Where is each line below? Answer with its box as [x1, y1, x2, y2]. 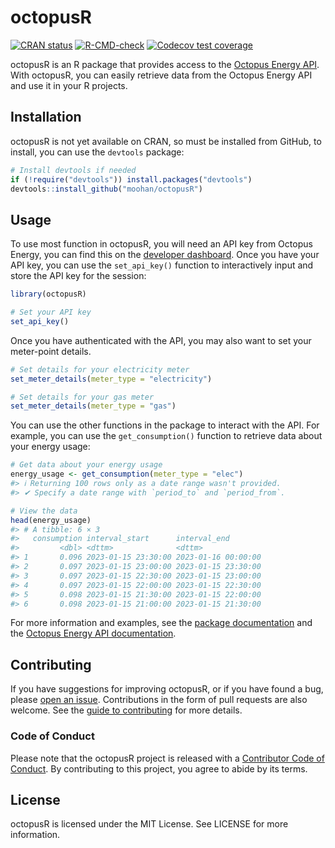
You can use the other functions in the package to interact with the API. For [10, 419, 320, 431]
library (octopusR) [10, 289, 87, 300]
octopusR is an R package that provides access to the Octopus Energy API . [10, 58, 320, 70]
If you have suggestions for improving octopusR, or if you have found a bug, [10, 683, 324, 695]
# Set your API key [10, 307, 92, 318]
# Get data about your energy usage [10, 460, 163, 470]
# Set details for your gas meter [10, 392, 155, 402]
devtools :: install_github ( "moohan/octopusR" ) [10, 184, 203, 194]
